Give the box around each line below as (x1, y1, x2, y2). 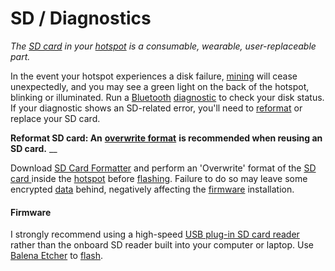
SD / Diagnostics (10, 7, 152, 30)
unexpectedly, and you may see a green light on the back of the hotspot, (10, 80, 310, 92)
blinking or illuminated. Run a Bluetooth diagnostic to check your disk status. (10, 91, 325, 103)
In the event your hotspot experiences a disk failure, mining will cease (10, 70, 298, 82)
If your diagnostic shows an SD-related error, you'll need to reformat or (10, 102, 303, 114)
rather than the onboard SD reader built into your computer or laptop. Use (10, 239, 314, 251)
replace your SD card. (10, 112, 101, 124)
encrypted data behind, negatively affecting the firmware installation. (10, 183, 295, 195)
